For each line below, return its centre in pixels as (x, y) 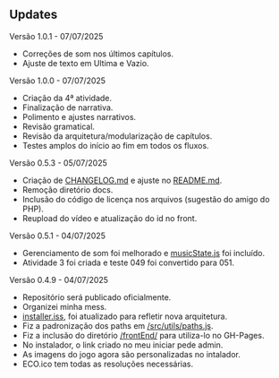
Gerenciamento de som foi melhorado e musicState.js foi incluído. (144, 253)
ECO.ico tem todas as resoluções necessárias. (108, 364)
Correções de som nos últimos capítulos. (98, 54)
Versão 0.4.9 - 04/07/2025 (59, 279)
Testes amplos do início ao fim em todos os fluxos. (115, 145)
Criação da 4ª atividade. (67, 98)
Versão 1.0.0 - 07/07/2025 (57, 81)
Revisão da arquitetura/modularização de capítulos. (117, 136)
